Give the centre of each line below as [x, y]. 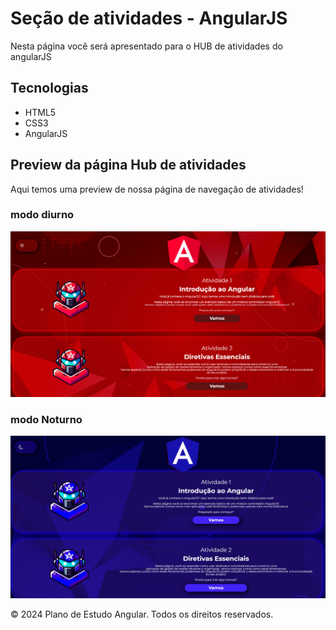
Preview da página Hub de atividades [128, 165]
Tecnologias [49, 88]
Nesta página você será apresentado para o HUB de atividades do [146, 46]
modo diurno [42, 215]
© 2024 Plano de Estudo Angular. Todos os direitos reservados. [142, 614]
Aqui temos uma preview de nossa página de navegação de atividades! [157, 189]
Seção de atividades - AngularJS [149, 18]
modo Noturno [46, 420]
